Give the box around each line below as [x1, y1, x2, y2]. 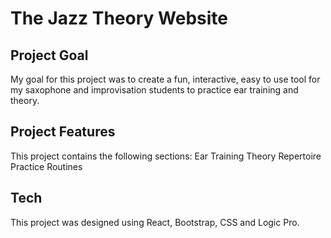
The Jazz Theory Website [10, 7, 228, 30]
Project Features [10, 123, 116, 141]
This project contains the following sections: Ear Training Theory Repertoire [10, 150, 322, 162]
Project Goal [10, 47, 89, 64]
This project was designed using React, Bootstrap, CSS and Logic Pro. [10, 216, 300, 228]
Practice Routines [10, 160, 83, 172]
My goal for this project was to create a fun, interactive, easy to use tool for [10, 73, 321, 85]
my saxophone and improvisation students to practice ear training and [10, 84, 299, 96]
